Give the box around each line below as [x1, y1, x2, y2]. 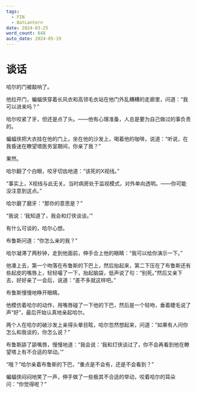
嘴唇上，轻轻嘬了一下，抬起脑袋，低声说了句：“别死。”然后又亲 [26, 269, 178, 276]
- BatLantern [11, 19, 43, 25]
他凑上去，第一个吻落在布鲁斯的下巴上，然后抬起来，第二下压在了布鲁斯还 [6, 262, 186, 269]
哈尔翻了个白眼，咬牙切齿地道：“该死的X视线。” [6, 168, 120, 175]
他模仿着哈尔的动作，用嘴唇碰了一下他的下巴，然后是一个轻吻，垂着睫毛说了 [6, 301, 191, 308]
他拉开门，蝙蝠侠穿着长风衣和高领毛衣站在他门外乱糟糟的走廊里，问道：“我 [6, 95, 189, 102]
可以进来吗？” [6, 103, 40, 110]
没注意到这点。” [6, 187, 42, 194]
